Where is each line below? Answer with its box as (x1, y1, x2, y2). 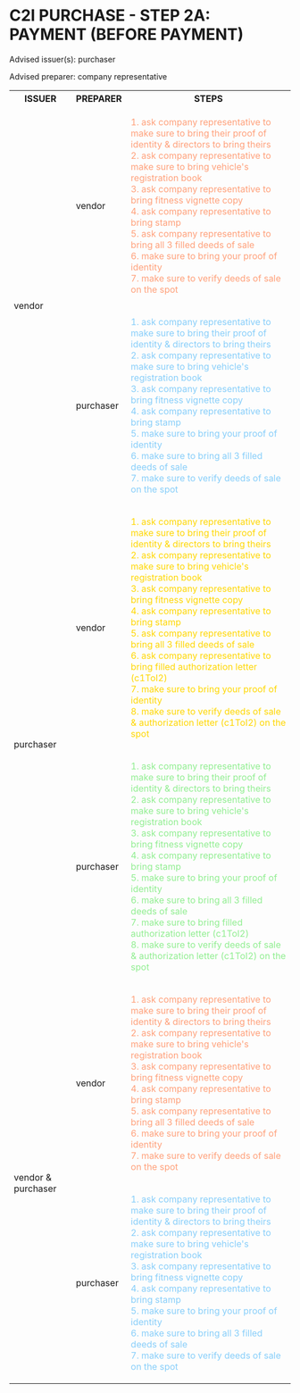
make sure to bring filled (141, 916, 243, 929)
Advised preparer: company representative (9, 71, 168, 81)
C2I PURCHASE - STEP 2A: (9, 5, 212, 26)
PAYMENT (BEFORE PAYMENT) (9, 24, 244, 45)
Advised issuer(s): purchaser (9, 54, 116, 64)
